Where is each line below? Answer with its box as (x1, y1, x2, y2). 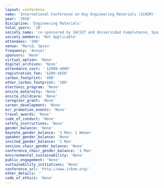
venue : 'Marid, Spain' (5, 44, 51, 48)
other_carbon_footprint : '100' (5, 80, 69, 85)
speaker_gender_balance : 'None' (5, 135, 71, 140)
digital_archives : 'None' (5, 62, 58, 67)
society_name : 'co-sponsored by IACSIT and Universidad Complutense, (5, 30, 150, 35)
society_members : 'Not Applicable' (5, 35, 78, 40)
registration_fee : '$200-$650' (5, 71, 69, 76)
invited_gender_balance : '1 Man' (5, 139, 73, 144)
